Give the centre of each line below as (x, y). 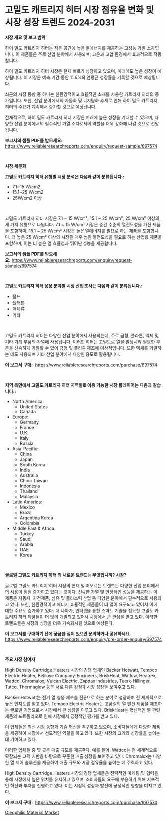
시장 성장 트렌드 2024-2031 (60, 23)
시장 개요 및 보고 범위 (25, 37)
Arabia (27, 544)
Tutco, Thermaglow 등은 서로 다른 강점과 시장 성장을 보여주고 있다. (71, 687)
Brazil (26, 512)
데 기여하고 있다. (21, 739)
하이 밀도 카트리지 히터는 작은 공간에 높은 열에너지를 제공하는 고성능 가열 (75, 48)
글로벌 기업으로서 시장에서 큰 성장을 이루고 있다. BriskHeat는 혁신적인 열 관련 (85, 710)
